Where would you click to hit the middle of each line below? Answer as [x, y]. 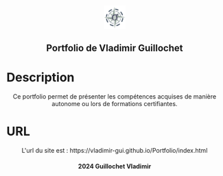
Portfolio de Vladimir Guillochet [115, 48]
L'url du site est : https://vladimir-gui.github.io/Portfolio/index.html [115, 151]
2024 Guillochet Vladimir [115, 166]
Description [40, 78]
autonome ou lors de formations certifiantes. [115, 104]
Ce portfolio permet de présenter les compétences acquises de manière [115, 97]
